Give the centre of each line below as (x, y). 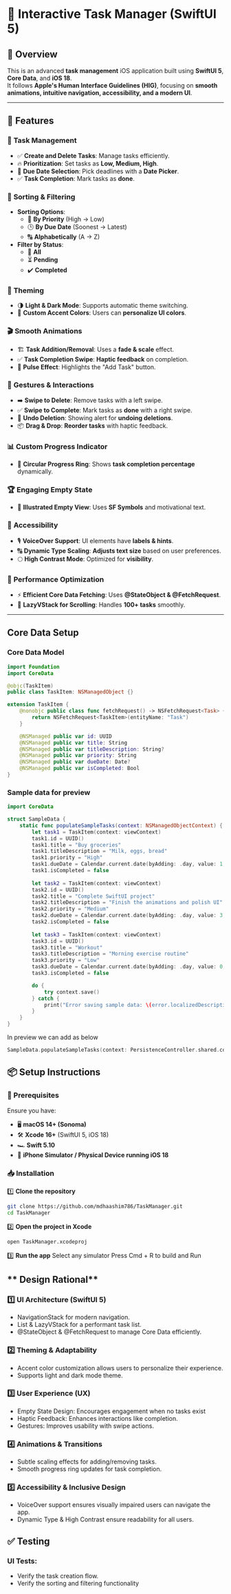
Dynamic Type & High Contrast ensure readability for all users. (106, 1519)
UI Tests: (22, 1561)
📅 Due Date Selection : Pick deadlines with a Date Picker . (98, 171)
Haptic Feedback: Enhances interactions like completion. (98, 1418)
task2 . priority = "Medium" (70, 909)
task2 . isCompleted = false (70, 922)
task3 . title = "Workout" (67, 947)
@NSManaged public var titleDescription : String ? (92, 749)
